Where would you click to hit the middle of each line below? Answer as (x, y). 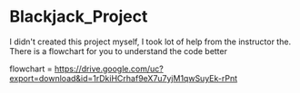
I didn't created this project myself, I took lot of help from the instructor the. (150, 42)
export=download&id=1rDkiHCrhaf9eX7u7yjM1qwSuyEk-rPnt (124, 78)
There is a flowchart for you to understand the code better (118, 51)
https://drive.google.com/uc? (109, 69)
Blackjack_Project (79, 17)
